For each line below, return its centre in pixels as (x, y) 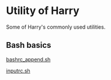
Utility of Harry (43, 11)
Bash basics (29, 45)
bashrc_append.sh (28, 59)
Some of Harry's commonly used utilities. (56, 27)
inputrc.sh (18, 71)
